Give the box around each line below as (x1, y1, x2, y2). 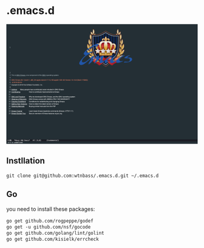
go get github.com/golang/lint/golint (6, 230, 104, 236)
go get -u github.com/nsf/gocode (6, 224, 91, 230)
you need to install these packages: (6, 205, 95, 213)
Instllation (6, 156, 46, 166)
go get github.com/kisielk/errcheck (6, 236, 99, 242)
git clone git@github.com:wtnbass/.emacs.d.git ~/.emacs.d (6, 173, 159, 179)
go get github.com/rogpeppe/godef (6, 218, 94, 224)
